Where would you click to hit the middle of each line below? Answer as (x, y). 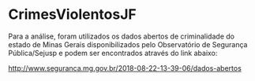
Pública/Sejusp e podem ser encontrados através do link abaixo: (113, 53)
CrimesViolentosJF (72, 15)
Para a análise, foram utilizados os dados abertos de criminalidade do (122, 36)
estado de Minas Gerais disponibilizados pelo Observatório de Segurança (128, 44)
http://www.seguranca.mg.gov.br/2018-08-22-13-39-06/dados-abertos (125, 68)
